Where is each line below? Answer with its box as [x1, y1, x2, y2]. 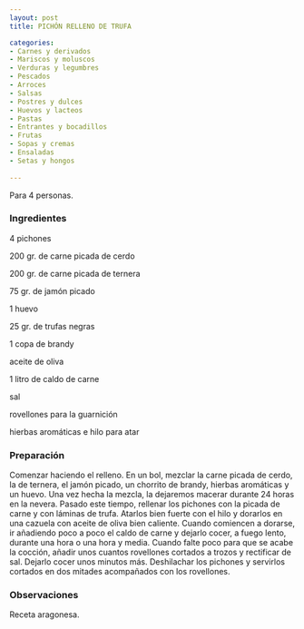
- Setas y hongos [9, 156, 75, 165]
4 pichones [9, 232, 52, 243]
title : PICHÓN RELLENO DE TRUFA [9, 22, 132, 31]
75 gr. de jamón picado [9, 285, 95, 296]
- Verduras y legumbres [9, 64, 100, 73]
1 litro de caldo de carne [9, 373, 100, 384]
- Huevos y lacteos [9, 105, 83, 114]
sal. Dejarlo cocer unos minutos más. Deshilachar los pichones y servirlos [9, 556, 286, 567]
